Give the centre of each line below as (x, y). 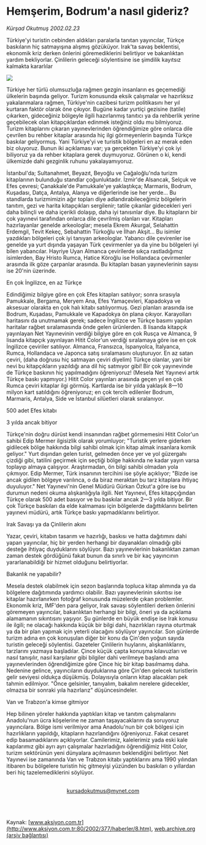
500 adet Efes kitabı (32, 410)
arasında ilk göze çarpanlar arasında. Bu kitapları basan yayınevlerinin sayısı (102, 264)
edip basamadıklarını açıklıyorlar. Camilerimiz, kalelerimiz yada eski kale (97, 740)
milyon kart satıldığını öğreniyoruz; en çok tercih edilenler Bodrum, (90, 392)
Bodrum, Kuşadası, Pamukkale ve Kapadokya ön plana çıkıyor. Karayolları (99, 314)
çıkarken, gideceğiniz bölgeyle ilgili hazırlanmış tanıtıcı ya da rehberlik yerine (103, 115)
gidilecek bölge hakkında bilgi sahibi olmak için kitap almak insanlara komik (101, 447)
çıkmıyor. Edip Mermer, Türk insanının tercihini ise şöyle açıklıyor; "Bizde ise (102, 473)
